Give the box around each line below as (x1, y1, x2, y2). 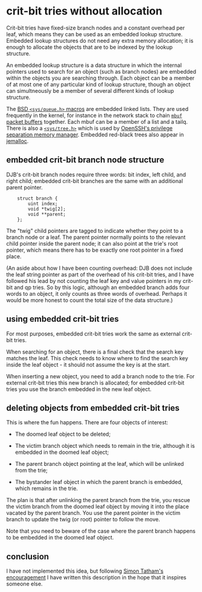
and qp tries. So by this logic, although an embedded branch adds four (14, 284, 190, 291)
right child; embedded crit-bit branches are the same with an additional (6, 177, 183, 185)
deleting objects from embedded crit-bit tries (6, 403, 180, 413)
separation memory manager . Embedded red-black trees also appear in (6, 131, 184, 138)
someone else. (6, 581, 43, 588)
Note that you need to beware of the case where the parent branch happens (6, 527, 196, 535)
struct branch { (17, 195, 58, 202)
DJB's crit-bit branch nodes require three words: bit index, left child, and (6, 171, 186, 178)
